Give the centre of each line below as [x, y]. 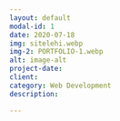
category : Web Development [60, 86]
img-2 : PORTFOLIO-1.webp [56, 52]
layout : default [40, 18]
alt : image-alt [38, 60]
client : [24, 77]
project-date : [36, 69]
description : [34, 94]
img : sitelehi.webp [46, 43]
